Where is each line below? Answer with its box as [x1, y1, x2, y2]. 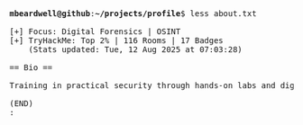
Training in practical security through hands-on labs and [9, 81, 277, 90]
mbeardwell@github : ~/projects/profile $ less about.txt [9, 9, 257, 18]
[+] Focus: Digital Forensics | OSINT [9, 27, 181, 36]
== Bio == [9, 63, 52, 72]
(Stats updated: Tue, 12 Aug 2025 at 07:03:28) [28, 45, 243, 54]
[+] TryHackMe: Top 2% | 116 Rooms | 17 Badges [9, 36, 224, 45]
